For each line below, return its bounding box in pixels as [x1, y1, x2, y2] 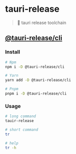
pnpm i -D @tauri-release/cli [5, 91, 67, 96]
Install [5, 49, 21, 55]
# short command [5, 127, 38, 132]
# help [5, 141, 19, 146]
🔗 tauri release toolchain [17, 20, 67, 26]
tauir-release [5, 119, 34, 124]
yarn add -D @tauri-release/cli [5, 77, 71, 83]
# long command [5, 114, 36, 119]
